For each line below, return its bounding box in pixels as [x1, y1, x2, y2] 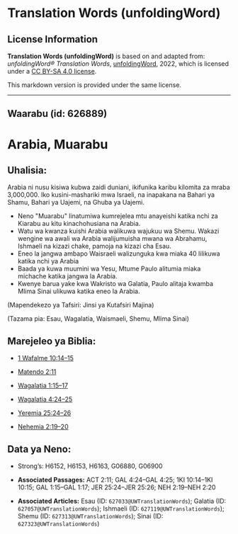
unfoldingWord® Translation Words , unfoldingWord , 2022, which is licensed [7, 59, 229, 68]
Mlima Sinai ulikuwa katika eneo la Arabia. [17, 287, 140, 295]
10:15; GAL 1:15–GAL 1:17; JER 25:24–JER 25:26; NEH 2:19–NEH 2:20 [17, 483, 216, 492]
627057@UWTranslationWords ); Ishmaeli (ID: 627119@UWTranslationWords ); [17, 504, 225, 513]
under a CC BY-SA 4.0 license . [7, 67, 97, 75]
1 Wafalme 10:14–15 [17, 354, 74, 363]
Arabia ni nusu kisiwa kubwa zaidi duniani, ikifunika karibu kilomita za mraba [7, 183, 230, 192]
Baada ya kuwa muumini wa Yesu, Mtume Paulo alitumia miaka [17, 264, 201, 273]
